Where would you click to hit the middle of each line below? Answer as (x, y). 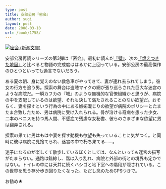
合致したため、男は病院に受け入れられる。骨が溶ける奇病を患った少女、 (87, 112)
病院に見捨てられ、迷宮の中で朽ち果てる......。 (70, 142)
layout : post (19, 24)
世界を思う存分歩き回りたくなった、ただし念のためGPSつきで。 (74, 171)
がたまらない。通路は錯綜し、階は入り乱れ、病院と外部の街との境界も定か (81, 158)
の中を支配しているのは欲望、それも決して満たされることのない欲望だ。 (79, 100)
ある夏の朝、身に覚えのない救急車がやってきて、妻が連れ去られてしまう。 (81, 81)
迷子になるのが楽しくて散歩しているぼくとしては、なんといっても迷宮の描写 (83, 152)
